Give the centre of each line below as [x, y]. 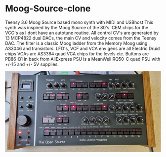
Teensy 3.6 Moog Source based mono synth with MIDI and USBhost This [79, 22]
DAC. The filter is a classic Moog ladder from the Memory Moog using [76, 43]
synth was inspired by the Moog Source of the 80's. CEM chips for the [77, 27]
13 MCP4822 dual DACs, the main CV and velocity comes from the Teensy [81, 38]
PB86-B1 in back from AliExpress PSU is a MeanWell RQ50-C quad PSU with [83, 59]
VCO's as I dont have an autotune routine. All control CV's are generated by [82, 33]
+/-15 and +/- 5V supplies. [32, 64]
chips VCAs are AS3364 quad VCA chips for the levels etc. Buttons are [77, 54]
